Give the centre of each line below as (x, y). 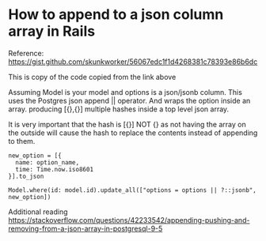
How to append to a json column (116, 15)
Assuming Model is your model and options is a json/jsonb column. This (125, 92)
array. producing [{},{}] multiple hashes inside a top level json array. (119, 109)
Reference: (26, 53)
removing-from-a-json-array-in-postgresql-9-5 (85, 228)
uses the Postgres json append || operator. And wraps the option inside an (129, 100)
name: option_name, (47, 162)
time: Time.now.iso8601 (54, 169)
